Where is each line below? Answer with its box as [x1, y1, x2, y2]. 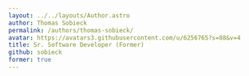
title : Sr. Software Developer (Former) [8, 41, 145, 49]
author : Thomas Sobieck [8, 19, 88, 27]
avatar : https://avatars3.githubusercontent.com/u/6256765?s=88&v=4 [8, 33, 241, 42]
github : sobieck [8, 48, 62, 56]
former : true [8, 56, 52, 64]
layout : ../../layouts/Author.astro [8, 11, 130, 20]
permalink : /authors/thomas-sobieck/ [8, 26, 134, 34]
